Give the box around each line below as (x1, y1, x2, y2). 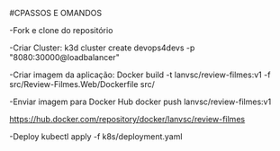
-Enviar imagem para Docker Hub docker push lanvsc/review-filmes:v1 (9, 96, 272, 107)
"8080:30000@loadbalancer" (9, 52, 120, 62)
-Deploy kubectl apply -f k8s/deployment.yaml (9, 131, 183, 142)
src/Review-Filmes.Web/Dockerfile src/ (9, 79, 156, 89)
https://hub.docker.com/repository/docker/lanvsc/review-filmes (9, 114, 246, 124)
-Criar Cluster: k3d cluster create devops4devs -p (9, 42, 195, 53)
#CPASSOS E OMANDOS (9, 8, 102, 18)
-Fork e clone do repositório (9, 25, 113, 35)
